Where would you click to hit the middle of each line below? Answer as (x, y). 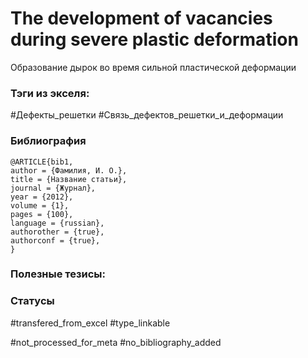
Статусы (32, 301)
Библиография (48, 141)
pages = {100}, (42, 214)
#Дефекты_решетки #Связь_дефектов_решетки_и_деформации (147, 115)
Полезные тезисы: (58, 274)
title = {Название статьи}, (69, 179)
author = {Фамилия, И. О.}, (69, 170)
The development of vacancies (141, 18)
